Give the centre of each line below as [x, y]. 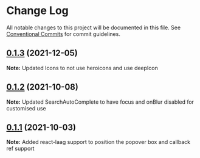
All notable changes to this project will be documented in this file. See [94, 27]
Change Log [37, 11]
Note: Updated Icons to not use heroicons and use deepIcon [82, 68]
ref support [20, 149]
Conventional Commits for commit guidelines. [63, 34]
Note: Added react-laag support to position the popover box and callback [98, 142]
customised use [26, 108]
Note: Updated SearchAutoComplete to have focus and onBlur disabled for [100, 102]
